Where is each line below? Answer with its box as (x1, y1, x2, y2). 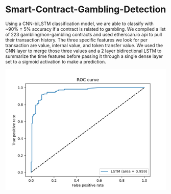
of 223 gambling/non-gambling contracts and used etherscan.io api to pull (5, 31, 162, 37)
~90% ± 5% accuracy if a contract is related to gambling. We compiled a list (5, 26, 166, 32)
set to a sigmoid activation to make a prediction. (5, 58, 106, 64)
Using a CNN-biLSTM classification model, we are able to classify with (5, 20, 154, 27)
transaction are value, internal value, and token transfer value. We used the (5, 42, 163, 48)
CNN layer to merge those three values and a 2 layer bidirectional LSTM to (5, 48, 162, 54)
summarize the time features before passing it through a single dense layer (5, 53, 163, 59)
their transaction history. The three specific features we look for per (5, 37, 148, 43)
